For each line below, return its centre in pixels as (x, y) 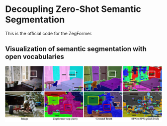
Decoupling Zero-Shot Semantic (73, 9)
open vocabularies (35, 57)
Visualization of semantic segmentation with (76, 49)
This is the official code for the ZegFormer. (49, 33)
